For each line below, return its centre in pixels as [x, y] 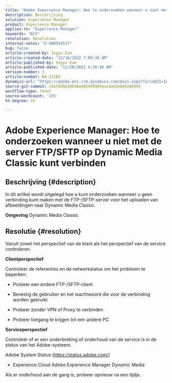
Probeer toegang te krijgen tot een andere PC [61, 320]
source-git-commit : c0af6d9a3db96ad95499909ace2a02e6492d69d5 [73, 86]
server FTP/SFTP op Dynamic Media [84, 152]
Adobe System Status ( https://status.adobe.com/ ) [58, 355]
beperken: [16, 274]
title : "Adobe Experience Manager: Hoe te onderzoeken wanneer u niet [82, 10]
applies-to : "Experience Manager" [42, 29]
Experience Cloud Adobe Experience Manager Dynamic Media [79, 365]
